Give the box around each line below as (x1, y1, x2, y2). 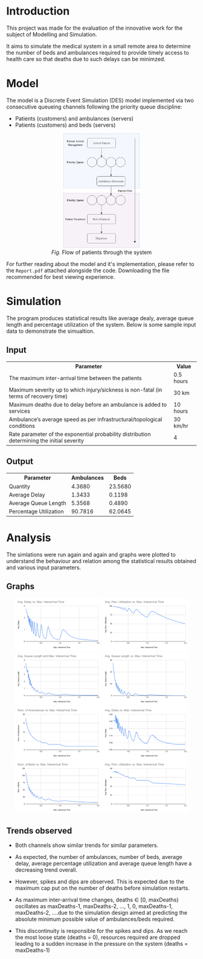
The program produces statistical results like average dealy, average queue (6, 314, 195, 322)
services (8, 407, 30, 415)
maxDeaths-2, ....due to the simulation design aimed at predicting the (14, 909, 187, 917)
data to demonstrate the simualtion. (6, 327, 95, 335)
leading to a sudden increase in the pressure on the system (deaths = (14, 940, 188, 947)
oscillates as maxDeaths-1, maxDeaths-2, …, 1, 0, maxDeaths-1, (14, 903, 173, 910)
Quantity (8, 483, 30, 490)
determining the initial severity (8, 437, 85, 444)
